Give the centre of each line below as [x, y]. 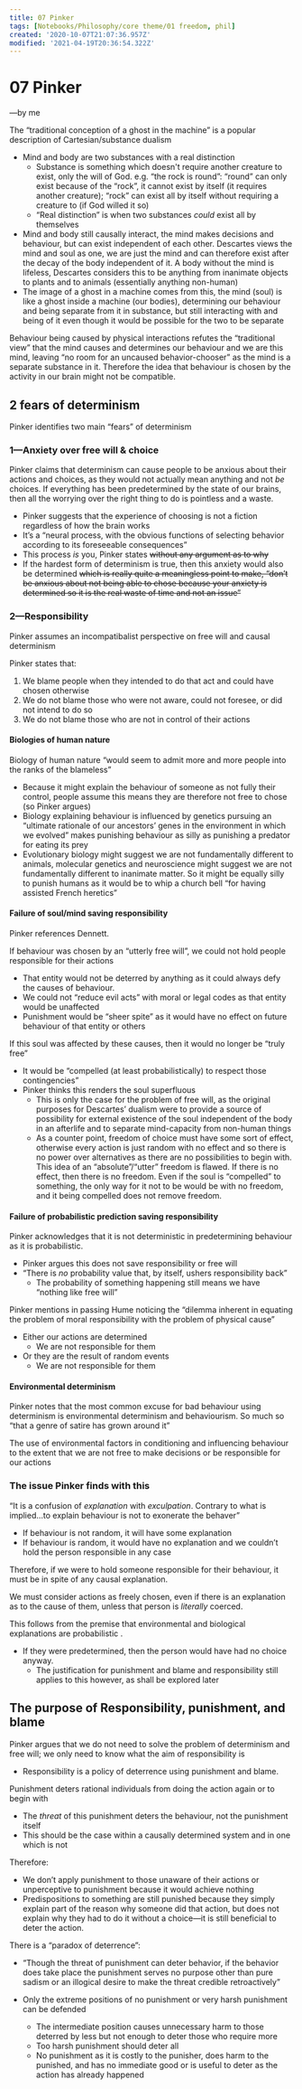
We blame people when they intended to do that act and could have [148, 681]
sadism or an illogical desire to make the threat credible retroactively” [151, 1981]
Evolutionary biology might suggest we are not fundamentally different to [158, 854]
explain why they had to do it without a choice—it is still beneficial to [149, 1918]
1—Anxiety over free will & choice [84, 450]
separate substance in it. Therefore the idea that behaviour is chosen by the [150, 367]
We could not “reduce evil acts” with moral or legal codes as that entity [154, 997]
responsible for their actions [62, 960]
